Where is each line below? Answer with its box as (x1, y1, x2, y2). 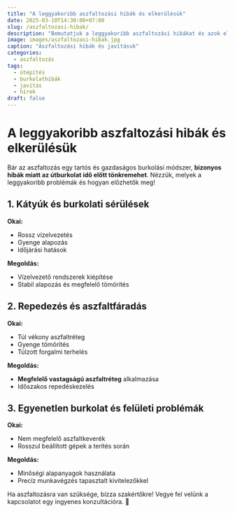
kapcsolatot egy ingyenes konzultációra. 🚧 (7, 498, 130, 506)
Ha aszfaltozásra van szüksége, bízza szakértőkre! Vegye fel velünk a (7, 490, 208, 498)
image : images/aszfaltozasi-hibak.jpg (7, 36, 120, 43)
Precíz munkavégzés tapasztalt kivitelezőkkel (17, 477, 149, 485)
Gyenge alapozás (17, 238, 68, 246)
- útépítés (13, 69, 45, 76)
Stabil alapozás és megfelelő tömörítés (17, 280, 129, 288)
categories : (7, 50, 42, 57)
